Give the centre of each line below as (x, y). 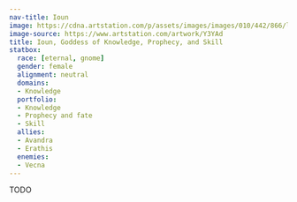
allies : (31, 132)
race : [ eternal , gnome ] (61, 58)
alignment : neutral (53, 75)
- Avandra (35, 140)
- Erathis (35, 148)
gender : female (45, 67)
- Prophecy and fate (55, 116)
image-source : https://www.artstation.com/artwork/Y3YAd (116, 34)
